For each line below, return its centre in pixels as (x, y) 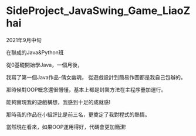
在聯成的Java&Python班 (35, 52)
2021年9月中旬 (24, 40)
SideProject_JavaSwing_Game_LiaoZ (98, 11)
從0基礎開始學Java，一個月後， (45, 65)
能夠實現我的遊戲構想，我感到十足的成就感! (58, 102)
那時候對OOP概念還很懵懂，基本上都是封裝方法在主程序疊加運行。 (86, 89)
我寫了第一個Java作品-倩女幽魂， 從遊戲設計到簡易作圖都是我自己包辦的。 (96, 77)
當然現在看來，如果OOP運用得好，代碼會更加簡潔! (67, 127)
